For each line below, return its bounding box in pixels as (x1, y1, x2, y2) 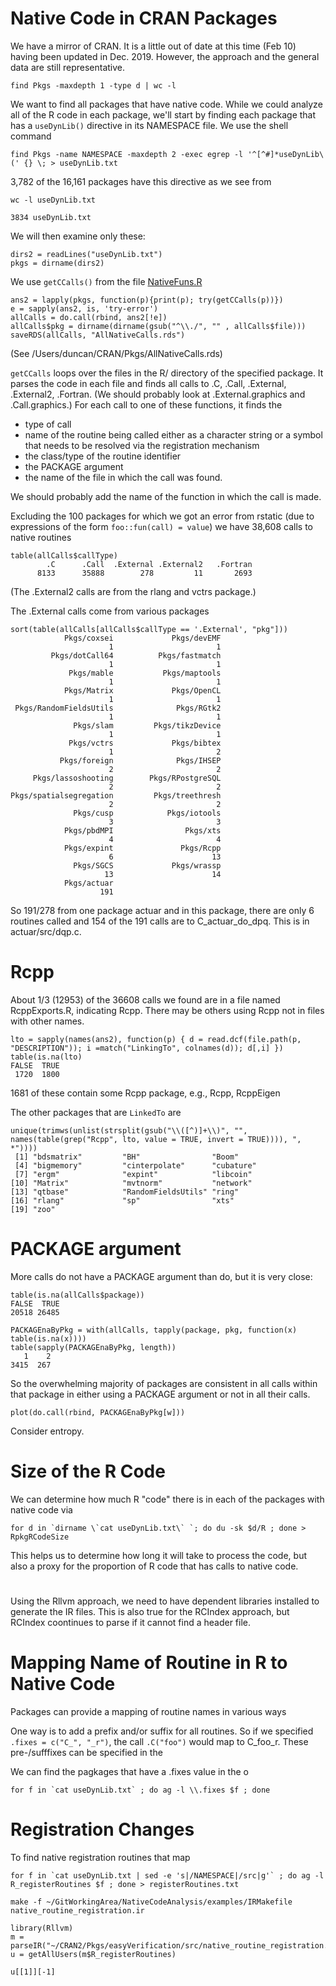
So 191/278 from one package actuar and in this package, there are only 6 (10, 904, 315, 916)
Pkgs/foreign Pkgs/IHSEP (59, 755, 222, 766)
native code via (10, 1503, 73, 1516)
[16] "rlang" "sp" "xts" (10, 1195, 235, 1206)
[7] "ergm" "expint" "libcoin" (14, 1169, 253, 1179)
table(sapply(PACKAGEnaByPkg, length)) (10, 1342, 177, 1352)
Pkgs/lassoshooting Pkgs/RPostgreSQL (32, 773, 222, 783)
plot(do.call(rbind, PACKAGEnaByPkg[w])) (10, 1407, 186, 1417)
